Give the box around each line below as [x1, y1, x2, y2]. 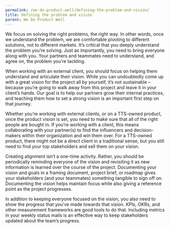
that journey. [5, 101, 32, 107]
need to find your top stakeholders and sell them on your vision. [5, 143, 139, 150]
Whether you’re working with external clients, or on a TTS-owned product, [5, 111, 162, 117]
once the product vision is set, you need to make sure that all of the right [5, 116, 158, 122]
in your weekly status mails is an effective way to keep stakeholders [5, 212, 148, 218]
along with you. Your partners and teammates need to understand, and [5, 53, 154, 59]
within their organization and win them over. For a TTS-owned [22, 133, 152, 139]
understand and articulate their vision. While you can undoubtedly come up [5, 74, 164, 80]
